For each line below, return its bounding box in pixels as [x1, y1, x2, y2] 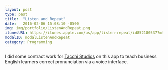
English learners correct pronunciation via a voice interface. [5, 58, 128, 65]
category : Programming [5, 40, 52, 45]
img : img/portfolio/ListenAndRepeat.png [5, 26, 91, 31]
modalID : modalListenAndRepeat [5, 35, 70, 40]
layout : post [5, 7, 32, 12]
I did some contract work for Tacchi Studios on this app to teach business [5, 53, 157, 59]
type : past [5, 12, 28, 17]
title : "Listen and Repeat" [5, 16, 66, 21]
